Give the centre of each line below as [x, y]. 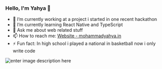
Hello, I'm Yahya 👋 [28, 8]
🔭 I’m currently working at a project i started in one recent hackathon [85, 19]
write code [24, 51]
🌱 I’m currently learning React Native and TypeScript [68, 25]
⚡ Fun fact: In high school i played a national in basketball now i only [84, 43]
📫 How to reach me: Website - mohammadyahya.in [67, 36]
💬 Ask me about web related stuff [48, 30]
